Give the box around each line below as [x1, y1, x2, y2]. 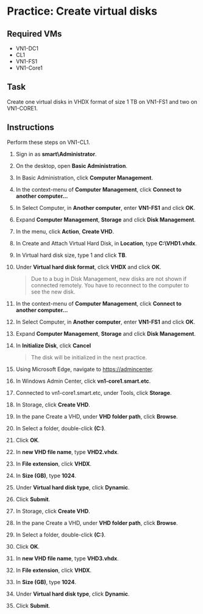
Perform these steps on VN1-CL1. [7, 139, 90, 146]
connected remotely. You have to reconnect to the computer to [30, 281, 190, 289]
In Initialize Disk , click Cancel [15, 342, 91, 349]
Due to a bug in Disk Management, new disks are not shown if [30, 275, 187, 282]
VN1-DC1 [15, 45, 39, 52]
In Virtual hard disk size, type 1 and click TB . [15, 251, 127, 259]
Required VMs [7, 29, 62, 39]
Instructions [7, 122, 54, 132]
